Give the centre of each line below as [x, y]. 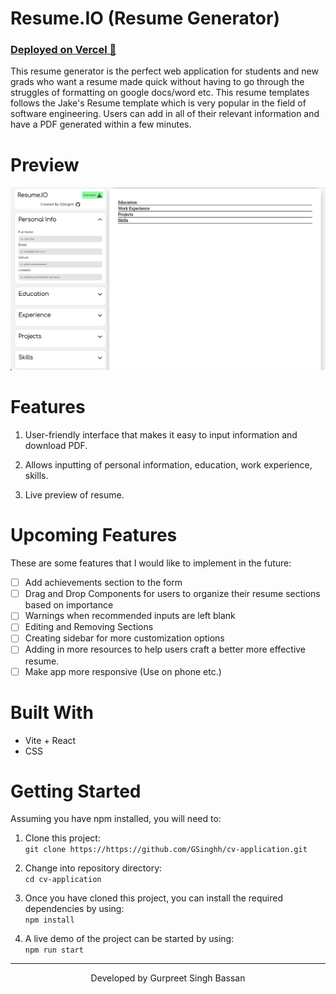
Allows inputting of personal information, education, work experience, [168, 465]
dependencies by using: [74, 909]
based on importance [69, 605]
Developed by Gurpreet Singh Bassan [168, 978]
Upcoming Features [94, 535]
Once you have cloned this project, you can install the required [153, 898]
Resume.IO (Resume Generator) [145, 18]
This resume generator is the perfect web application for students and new [164, 71]
